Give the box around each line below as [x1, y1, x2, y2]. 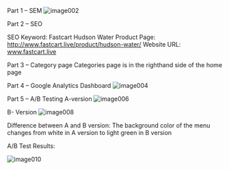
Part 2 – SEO [7, 20, 43, 27]
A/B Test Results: [7, 142, 56, 150]
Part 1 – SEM [7, 7, 42, 14]
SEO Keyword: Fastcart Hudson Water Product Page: [7, 33, 156, 41]
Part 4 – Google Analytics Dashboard [7, 82, 111, 89]
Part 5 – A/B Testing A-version [7, 95, 92, 103]
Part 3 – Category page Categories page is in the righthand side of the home [7, 61, 223, 69]
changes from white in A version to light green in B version [7, 129, 172, 136]
